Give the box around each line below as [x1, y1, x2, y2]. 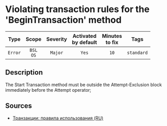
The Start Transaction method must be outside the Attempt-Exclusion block [5, 82, 162, 88]
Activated [72, 32, 97, 39]
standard [127, 49, 148, 55]
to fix [105, 39, 119, 46]
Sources [5, 102, 32, 110]
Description [5, 68, 43, 77]
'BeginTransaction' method [5, 14, 122, 26]
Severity [46, 35, 67, 42]
